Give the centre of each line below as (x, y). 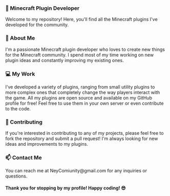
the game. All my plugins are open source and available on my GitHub (79, 97)
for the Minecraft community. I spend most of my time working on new (80, 55)
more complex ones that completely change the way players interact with (83, 92)
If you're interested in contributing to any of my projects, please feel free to (84, 133)
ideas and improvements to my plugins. (47, 144)
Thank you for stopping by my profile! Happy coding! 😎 (66, 188)
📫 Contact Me (24, 158)
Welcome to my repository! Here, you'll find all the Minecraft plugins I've (81, 19)
